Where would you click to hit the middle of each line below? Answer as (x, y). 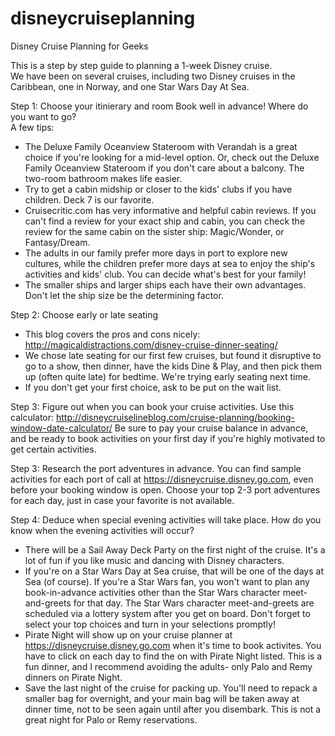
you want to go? (43, 116)
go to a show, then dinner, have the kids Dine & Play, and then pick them (173, 366)
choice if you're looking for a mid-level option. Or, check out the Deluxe (172, 157)
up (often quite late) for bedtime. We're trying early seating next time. (167, 376)
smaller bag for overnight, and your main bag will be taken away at (162, 698)
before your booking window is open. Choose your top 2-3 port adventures (165, 489)
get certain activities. (53, 449)
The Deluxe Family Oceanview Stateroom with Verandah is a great (161, 146)
